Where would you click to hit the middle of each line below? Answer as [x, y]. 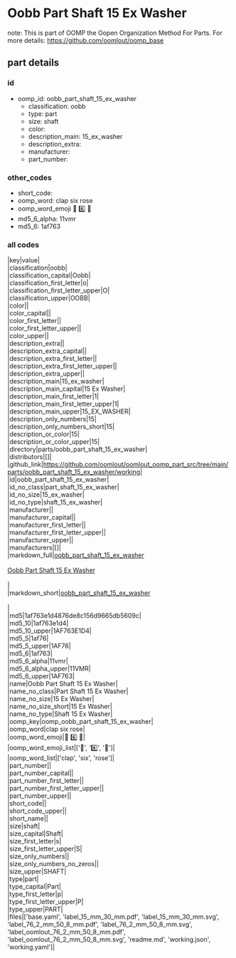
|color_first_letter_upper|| [44, 328]
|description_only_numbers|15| [52, 419]
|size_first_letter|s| [34, 841]
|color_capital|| [29, 313]
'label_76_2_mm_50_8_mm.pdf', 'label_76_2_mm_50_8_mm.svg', [100, 925]
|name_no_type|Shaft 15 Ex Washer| [60, 714]
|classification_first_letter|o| [48, 283]
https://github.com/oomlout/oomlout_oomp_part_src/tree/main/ [136, 465]
